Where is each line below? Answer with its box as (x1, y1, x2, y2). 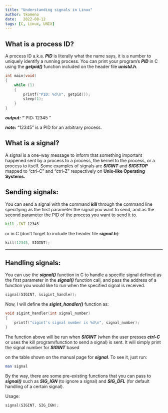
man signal (5, 364, 28, 369)
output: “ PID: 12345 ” (5, 115, 51, 121)
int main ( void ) (5, 73, 37, 78)
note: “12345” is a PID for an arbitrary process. (5, 124, 102, 130)
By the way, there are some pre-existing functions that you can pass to (5, 373, 151, 379)
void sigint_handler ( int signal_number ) (5, 311, 91, 316)
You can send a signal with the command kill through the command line (5, 201, 152, 207)
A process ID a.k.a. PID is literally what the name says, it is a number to (5, 53, 151, 59)
